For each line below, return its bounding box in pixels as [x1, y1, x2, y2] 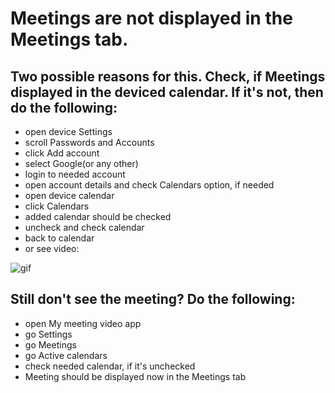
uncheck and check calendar [24, 222, 145, 233]
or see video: [24, 243, 80, 254]
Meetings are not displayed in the [10, 7, 293, 30]
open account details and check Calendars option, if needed [24, 179, 275, 191]
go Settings [24, 328, 73, 340]
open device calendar [24, 190, 115, 201]
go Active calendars [24, 349, 108, 361]
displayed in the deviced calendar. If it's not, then [10, 83, 324, 101]
